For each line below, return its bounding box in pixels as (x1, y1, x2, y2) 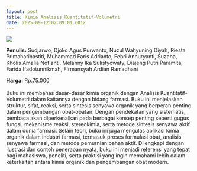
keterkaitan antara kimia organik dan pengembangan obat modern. (6, 159, 169, 166)
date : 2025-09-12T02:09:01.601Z (6, 19, 86, 25)
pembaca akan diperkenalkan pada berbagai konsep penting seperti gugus (6, 114, 189, 121)
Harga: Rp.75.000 (6, 77, 50, 84)
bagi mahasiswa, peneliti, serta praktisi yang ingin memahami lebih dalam (6, 152, 185, 159)
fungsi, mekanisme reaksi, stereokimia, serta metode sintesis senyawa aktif (6, 121, 190, 128)
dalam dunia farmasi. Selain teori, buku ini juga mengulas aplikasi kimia (6, 127, 179, 134)
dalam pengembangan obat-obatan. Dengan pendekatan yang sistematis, (6, 108, 186, 116)
